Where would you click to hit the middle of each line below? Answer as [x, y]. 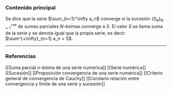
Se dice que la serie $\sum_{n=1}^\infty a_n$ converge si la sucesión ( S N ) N [84, 19]
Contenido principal [30, 8]
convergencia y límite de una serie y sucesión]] [55, 84]
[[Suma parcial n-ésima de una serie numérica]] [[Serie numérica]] [76, 67]
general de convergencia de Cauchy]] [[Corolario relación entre [72, 78]
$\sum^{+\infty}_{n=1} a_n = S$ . [39, 38]
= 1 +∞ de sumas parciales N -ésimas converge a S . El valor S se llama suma [84, 27]
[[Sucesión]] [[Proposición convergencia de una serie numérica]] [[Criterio [84, 73]
